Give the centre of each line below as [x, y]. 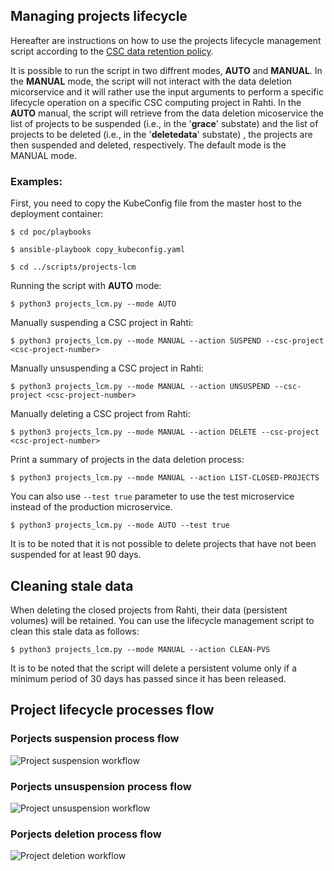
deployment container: [57, 214]
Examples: [36, 181]
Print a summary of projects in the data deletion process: [127, 460]
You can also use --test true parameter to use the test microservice [152, 496]
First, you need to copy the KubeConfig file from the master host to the [156, 203]
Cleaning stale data [72, 585]
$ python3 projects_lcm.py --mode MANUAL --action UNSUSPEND [140, 387]
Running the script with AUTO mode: [86, 286]
